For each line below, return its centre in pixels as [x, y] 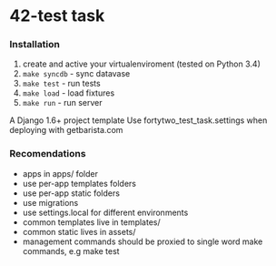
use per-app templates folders [79, 183]
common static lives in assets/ [79, 231]
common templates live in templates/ [91, 222]
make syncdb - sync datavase [76, 74]
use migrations [50, 202]
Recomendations [48, 154]
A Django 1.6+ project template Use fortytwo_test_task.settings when [138, 120]
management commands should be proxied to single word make [143, 241]
